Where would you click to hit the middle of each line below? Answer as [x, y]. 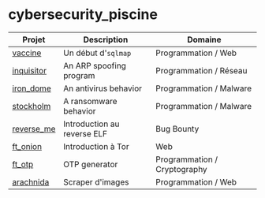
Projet [34, 39]
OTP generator [90, 164]
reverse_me [34, 129]
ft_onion [27, 146]
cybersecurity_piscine [83, 15]
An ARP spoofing [94, 65]
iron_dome [32, 88]
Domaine [205, 39]
